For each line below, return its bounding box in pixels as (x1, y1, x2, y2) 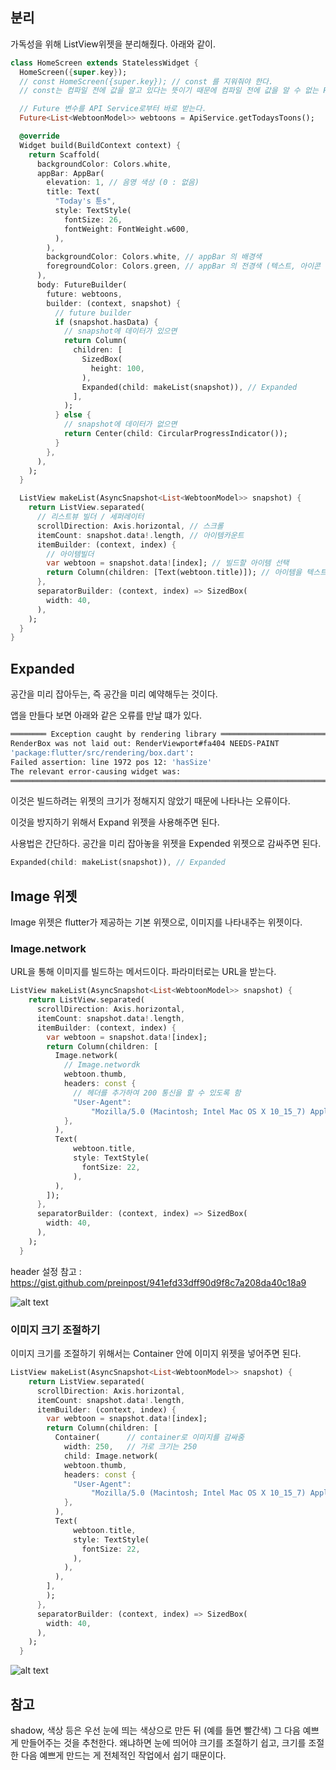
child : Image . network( (63, 1451, 159, 1461)
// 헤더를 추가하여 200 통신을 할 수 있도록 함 (73, 1088, 242, 1098)
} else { (54, 410, 92, 420)
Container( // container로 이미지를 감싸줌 (54, 1433, 245, 1443)
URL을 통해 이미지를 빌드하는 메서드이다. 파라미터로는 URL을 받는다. (10, 966, 277, 978)
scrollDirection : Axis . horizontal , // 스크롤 (36, 521, 224, 531)
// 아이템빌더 (46, 549, 95, 559)
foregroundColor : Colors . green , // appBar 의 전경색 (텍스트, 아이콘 (46, 261, 322, 272)
